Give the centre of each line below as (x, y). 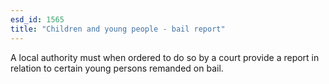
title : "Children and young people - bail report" (118, 29)
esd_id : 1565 (37, 19)
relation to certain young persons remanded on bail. (117, 68)
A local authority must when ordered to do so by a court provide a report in (165, 57)
